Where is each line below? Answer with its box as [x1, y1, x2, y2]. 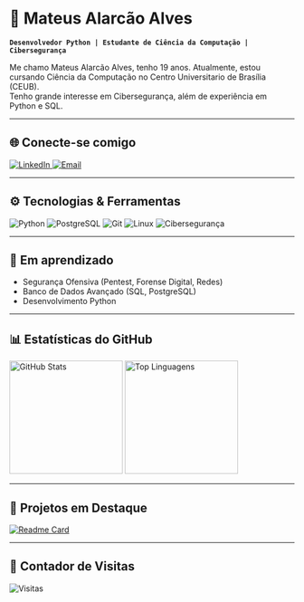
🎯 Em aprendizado [9, 253, 114, 268]
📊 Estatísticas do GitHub [9, 331, 153, 347]
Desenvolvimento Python [22, 296, 117, 307]
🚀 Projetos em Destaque [9, 500, 147, 515]
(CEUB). [9, 81, 40, 91]
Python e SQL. [9, 100, 63, 111]
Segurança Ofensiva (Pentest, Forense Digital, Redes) [22, 276, 223, 288]
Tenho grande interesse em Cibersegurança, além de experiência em [9, 91, 268, 101]
